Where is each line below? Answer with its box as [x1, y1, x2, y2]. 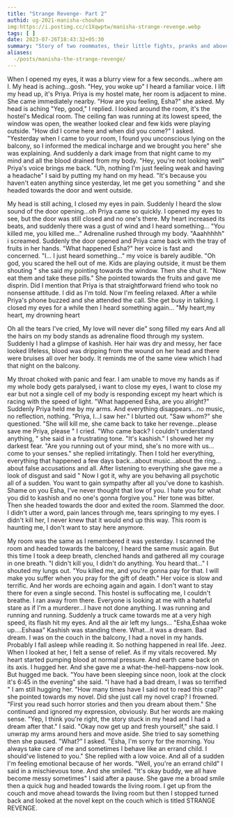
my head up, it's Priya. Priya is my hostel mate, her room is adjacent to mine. [7, 89, 227, 98]
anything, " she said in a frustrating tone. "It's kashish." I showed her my [7, 434, 214, 443]
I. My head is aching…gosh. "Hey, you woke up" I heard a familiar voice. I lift [7, 82, 226, 91]
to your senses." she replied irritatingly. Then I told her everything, [24, 449, 214, 457]
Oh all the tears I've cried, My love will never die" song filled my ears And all [7, 324, 225, 332]
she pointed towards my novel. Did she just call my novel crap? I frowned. [7, 692, 219, 701]
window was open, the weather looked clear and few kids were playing [7, 119, 211, 128]
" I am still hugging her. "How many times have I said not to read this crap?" [7, 685, 224, 693]
